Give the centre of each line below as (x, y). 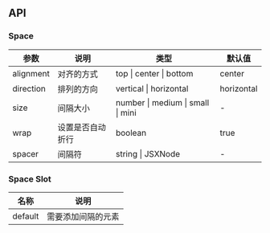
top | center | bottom (154, 73)
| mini (126, 112)
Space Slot (30, 178)
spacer (25, 153)
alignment (31, 73)
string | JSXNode (148, 153)
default (26, 216)
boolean (131, 133)
